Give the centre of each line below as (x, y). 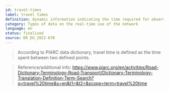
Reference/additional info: (44, 67)
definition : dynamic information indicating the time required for (77, 19)
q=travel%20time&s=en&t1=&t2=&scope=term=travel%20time (82, 83)
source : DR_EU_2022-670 (30, 38)
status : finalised (24, 33)
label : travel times (27, 15)
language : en (19, 29)
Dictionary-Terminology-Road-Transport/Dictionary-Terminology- (85, 72)
